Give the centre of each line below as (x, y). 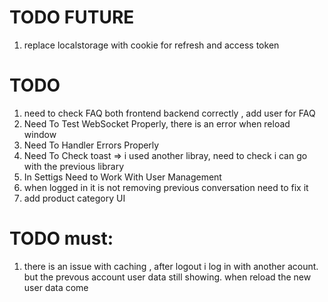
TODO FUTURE (72, 17)
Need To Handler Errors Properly (91, 145)
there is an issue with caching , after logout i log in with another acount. (171, 266)
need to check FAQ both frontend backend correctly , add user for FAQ (169, 113)
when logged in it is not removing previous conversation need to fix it (166, 187)
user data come (56, 287)
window (40, 134)
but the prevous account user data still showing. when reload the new (167, 277)
